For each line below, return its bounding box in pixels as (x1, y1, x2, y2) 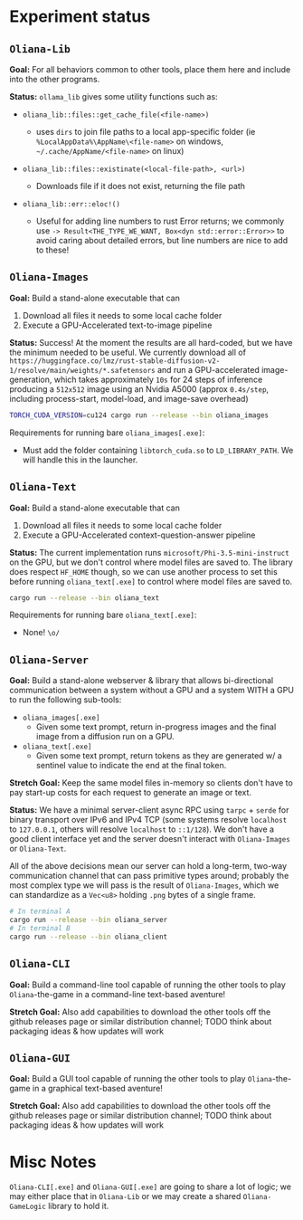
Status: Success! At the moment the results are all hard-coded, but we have (9, 337, 293, 348)
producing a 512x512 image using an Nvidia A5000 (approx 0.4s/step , (9, 383, 270, 395)
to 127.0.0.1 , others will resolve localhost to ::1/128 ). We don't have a (9, 824, 274, 834)
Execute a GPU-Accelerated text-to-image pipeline (22, 319, 213, 330)
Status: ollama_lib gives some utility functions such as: (9, 91, 219, 101)
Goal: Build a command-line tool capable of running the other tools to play (9, 979, 287, 990)
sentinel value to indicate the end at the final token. (35, 760, 227, 771)
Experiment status (9, 6, 151, 27)
